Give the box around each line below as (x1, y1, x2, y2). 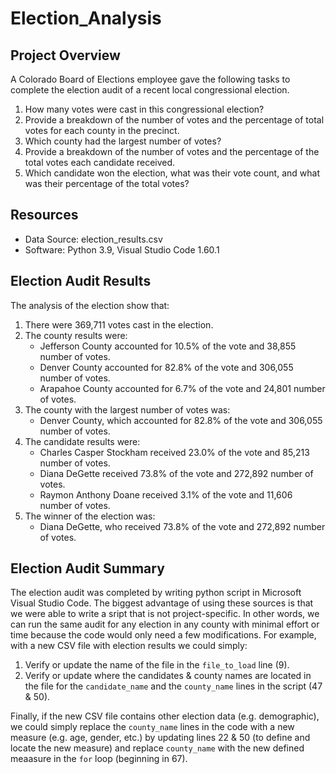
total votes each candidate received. (24, 157, 176, 168)
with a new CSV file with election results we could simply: (10, 640, 248, 652)
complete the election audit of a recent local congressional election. (10, 84, 290, 96)
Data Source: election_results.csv (24, 233, 163, 245)
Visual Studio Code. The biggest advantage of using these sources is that (10, 597, 314, 609)
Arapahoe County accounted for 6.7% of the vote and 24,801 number (39, 382, 326, 394)
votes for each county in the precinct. (24, 125, 180, 136)
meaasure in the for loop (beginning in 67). (10, 753, 188, 765)
